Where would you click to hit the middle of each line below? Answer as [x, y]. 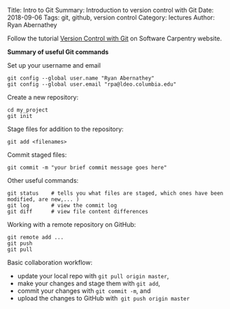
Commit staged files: [37, 155]
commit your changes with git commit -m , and [84, 291]
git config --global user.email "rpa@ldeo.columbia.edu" [92, 84]
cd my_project [28, 110]
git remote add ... [36, 237]
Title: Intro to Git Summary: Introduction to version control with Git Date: [110, 10]
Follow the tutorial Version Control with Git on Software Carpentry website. [115, 38]
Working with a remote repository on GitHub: [72, 225]
